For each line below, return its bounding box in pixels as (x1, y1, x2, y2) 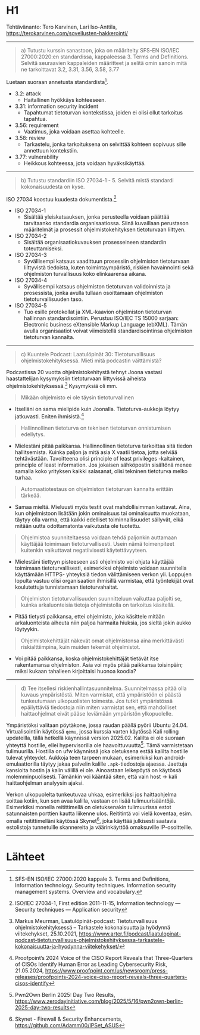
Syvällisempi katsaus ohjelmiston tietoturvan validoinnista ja (23, 283, 171, 290)
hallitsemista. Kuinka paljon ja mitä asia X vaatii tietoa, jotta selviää (14, 448, 177, 456)
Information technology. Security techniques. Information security (14, 881, 177, 888)
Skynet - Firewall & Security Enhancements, (14, 1015, 123, 1022)
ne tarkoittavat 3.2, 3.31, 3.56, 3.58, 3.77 (20, 66, 120, 73)
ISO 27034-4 (14, 276, 48, 284)
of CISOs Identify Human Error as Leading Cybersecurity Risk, (14, 961, 168, 968)
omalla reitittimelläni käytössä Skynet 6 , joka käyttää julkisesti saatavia (6, 816, 177, 824)
